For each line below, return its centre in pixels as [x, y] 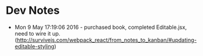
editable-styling [34, 46]
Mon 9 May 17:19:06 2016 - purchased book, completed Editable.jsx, [101, 27]
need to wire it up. [37, 33]
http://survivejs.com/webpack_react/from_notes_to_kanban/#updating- [107, 40]
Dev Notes [33, 11]
